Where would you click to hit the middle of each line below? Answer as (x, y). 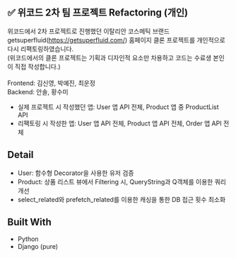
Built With (29, 222)
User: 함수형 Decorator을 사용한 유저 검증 (76, 173)
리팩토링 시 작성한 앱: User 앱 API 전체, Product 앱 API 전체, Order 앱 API (119, 123)
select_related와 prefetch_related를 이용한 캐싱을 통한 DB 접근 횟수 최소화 (122, 199)
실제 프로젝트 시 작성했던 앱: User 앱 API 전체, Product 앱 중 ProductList (118, 107)
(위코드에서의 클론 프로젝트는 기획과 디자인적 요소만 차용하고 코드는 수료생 (110, 57)
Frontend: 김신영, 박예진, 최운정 (51, 83)
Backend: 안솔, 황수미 (38, 91)
